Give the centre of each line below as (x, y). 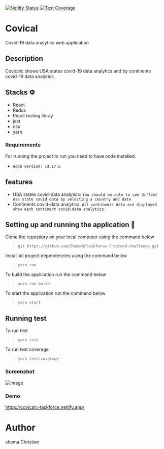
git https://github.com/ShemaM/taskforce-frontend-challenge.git (88, 246)
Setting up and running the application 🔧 (70, 225)
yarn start (29, 303)
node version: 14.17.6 (37, 166)
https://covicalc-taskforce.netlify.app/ (45, 407)
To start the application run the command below (55, 293)
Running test (26, 318)
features (19, 182)
